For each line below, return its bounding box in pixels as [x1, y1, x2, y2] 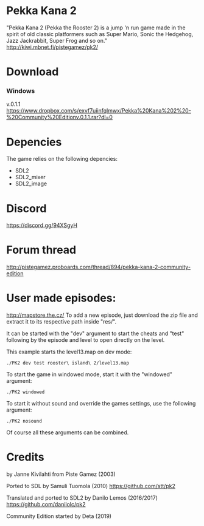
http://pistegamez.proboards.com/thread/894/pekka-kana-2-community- [6, 264, 191, 271]
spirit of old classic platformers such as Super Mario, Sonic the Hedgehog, [6, 30, 194, 37]
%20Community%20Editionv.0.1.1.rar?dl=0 [6, 114, 113, 121]
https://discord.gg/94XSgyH [6, 221, 78, 229]
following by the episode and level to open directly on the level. [6, 336, 165, 344]
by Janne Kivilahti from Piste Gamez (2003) [6, 470, 116, 478]
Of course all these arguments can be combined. [6, 429, 129, 436]
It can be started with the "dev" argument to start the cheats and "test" [6, 330, 185, 337]
